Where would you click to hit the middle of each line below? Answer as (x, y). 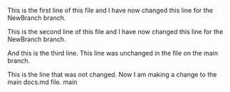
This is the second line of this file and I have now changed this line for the (115, 32)
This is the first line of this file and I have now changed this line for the (110, 10)
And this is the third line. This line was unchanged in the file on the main (113, 53)
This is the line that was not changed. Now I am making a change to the (112, 75)
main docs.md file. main (42, 82)
